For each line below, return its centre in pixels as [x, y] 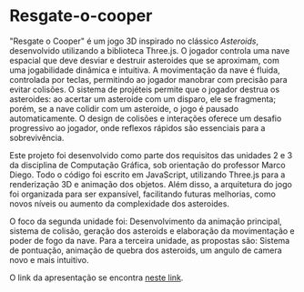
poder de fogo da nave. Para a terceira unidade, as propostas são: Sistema [150, 240]
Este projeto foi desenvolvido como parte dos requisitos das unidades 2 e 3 [151, 155]
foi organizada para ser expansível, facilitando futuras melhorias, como [142, 194]
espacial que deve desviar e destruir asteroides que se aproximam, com [144, 60]
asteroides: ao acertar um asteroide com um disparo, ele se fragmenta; [142, 99]
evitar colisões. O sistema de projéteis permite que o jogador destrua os [145, 89]
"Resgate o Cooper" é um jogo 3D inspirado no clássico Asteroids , [134, 41]
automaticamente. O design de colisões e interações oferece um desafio [146, 118]
